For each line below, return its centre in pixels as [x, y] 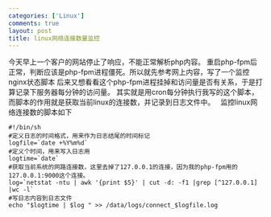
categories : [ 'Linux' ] [46, 16]
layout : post [30, 31]
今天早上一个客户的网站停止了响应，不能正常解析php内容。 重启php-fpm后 [133, 62]
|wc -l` [21, 190]
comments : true [34, 23]
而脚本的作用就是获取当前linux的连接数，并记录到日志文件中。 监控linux [129, 102]
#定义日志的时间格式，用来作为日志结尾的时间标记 [79, 136]
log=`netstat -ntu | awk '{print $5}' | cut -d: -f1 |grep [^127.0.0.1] [133, 183]
